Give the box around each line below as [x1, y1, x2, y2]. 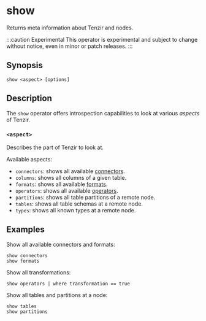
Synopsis [6, 60, 43, 71]
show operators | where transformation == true [6, 280, 131, 287]
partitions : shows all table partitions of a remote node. [15, 193, 156, 201]
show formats [6, 258, 40, 264]
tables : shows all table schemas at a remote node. [15, 200, 143, 207]
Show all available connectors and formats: [6, 241, 115, 248]
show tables [6, 303, 37, 309]
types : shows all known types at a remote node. [15, 206, 136, 214]
